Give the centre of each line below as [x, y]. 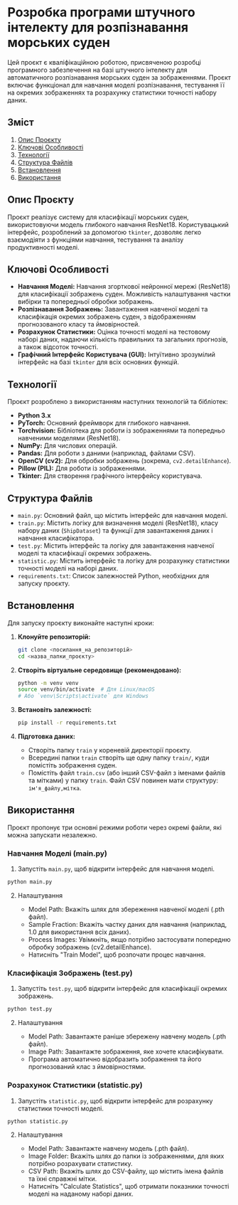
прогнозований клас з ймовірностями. [87, 1067]
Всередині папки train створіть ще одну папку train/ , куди [119, 758]
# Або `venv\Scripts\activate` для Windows [83, 696]
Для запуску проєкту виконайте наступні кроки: [81, 622]
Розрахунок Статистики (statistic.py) [75, 1085]
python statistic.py [38, 1121]
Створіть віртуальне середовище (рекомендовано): [99, 670]
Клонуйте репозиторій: [54, 637]
